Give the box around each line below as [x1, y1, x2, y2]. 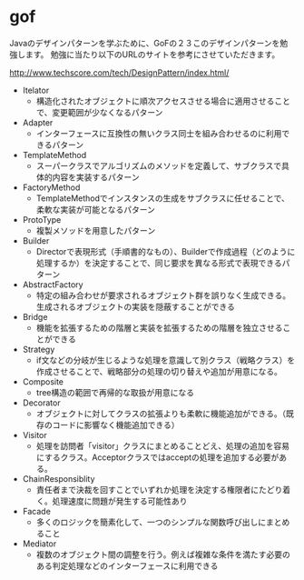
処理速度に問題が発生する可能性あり [52, 495, 188, 506]
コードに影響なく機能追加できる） [52, 419, 180, 430]
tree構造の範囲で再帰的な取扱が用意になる [35, 386, 195, 397]
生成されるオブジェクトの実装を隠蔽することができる [35, 301, 236, 312]
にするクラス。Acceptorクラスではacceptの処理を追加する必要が [35, 452, 279, 463]
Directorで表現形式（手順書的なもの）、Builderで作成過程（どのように [35, 245, 296, 256]
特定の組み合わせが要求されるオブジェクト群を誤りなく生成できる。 [35, 289, 291, 301]
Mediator [22, 538, 57, 549]
